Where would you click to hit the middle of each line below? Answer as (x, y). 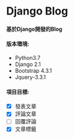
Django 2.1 (28, 64)
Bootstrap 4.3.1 (33, 70)
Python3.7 (28, 57)
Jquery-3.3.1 (30, 77)
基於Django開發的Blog (34, 29)
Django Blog (37, 11)
